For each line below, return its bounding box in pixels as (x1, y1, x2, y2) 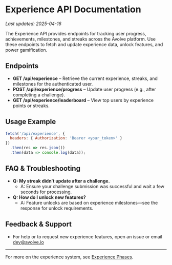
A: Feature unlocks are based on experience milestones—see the (20, 199, 158, 206)
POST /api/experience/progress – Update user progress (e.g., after (12, 86, 156, 92)
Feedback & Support (5, 220, 72, 229)
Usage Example (5, 117, 56, 126)
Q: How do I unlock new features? (12, 194, 86, 200)
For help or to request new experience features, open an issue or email (12, 233, 163, 239)
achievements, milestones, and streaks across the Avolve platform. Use (5, 36, 156, 42)
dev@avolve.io (12, 239, 45, 245)
